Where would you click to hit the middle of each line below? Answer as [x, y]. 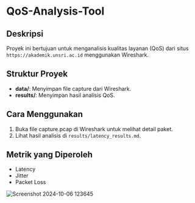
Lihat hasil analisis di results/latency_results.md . [78, 135]
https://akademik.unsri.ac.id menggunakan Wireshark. [78, 55]
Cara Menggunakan [45, 114]
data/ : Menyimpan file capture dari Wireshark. [73, 88]
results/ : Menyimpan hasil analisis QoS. [65, 95]
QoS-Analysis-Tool [55, 11]
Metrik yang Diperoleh [49, 155]
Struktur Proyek [37, 74]
